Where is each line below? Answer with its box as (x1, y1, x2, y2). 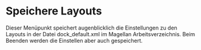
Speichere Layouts (5, 4, 103, 18)
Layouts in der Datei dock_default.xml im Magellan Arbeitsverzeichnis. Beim (5, 30, 196, 37)
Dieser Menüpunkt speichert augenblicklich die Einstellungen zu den (5, 24, 177, 31)
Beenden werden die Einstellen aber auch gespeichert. (5, 37, 143, 44)
